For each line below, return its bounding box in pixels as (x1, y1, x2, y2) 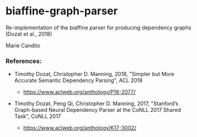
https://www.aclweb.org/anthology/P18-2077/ (23, 89, 136, 96)
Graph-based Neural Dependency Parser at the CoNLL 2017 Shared (14, 106, 181, 114)
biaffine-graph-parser (5, 4, 118, 18)
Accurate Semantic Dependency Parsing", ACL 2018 (14, 77, 143, 84)
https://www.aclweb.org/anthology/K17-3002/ (23, 124, 137, 132)
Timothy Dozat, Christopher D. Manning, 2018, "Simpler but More (14, 71, 174, 78)
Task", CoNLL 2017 (14, 112, 61, 120)
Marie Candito (5, 42, 41, 49)
